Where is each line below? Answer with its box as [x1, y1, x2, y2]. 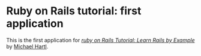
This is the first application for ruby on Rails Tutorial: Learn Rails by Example [6, 36, 195, 43]
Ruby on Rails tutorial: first [6, 4, 142, 18]
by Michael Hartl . [6, 43, 49, 50]
